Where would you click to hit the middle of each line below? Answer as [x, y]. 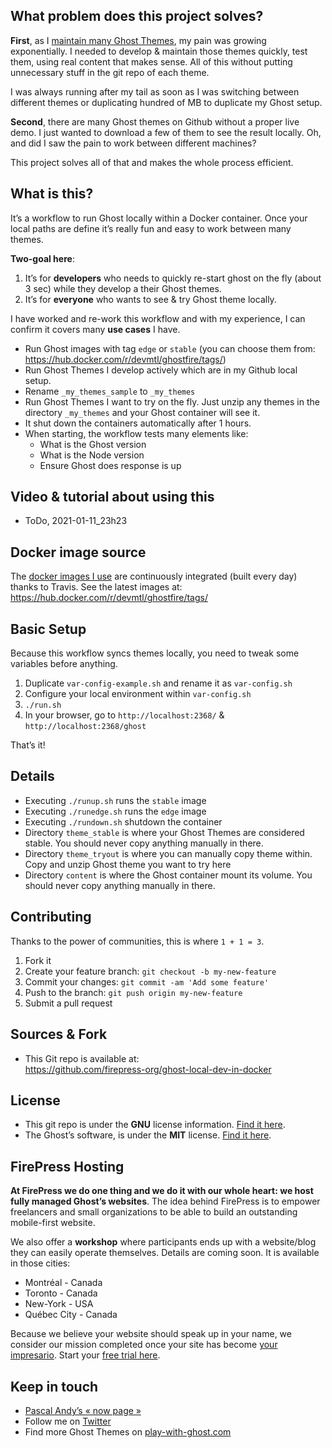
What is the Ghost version [93, 444]
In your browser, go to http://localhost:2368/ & [124, 715]
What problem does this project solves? [137, 16]
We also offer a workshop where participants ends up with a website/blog [163, 1242]
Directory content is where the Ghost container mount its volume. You [168, 875]
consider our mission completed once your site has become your [144, 1345]
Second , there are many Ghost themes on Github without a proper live [155, 121]
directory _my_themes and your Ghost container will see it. [142, 412]
